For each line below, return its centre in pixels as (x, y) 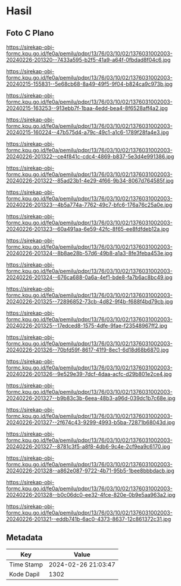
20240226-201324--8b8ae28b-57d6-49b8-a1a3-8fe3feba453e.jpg (89, 253)
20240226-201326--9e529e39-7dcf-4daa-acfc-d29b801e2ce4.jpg (89, 374)
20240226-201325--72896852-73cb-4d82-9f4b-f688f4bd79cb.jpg (90, 301)
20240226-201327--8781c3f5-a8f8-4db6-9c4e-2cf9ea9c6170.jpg (88, 446)
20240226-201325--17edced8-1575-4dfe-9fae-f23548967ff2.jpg (87, 326)
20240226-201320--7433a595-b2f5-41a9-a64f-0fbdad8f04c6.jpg (88, 60)
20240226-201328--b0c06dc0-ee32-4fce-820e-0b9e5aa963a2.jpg (91, 495)
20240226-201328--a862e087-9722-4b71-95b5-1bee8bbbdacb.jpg (90, 471)
